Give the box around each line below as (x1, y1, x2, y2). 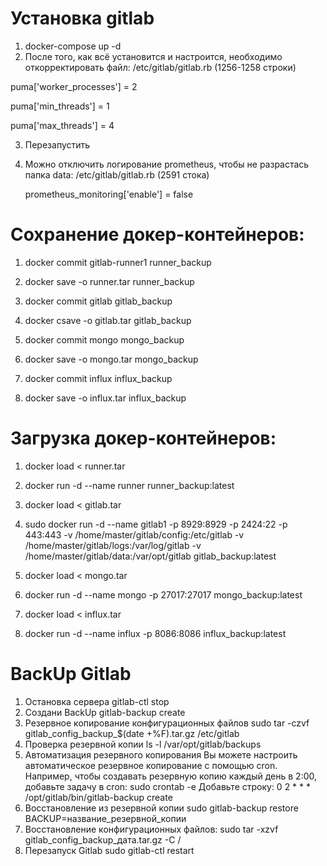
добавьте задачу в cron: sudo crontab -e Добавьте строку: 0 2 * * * (24, 780, 312, 792)
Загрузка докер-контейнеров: (10, 427, 277, 450)
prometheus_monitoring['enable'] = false (24, 188, 194, 200)
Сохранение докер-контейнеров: (10, 223, 305, 246)
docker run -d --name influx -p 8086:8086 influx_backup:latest (24, 627, 287, 639)
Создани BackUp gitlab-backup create (24, 706, 186, 718)
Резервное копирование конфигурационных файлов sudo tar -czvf (24, 717, 310, 729)
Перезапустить (24, 138, 91, 151)
